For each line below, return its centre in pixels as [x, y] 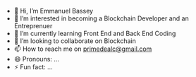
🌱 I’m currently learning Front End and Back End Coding [95, 33]
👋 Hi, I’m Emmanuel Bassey [54, 11]
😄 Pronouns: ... [37, 59]
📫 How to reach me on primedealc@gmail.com [83, 49]
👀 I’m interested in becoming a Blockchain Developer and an [101, 18]
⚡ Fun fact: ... [33, 67]
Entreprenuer [33, 26]
